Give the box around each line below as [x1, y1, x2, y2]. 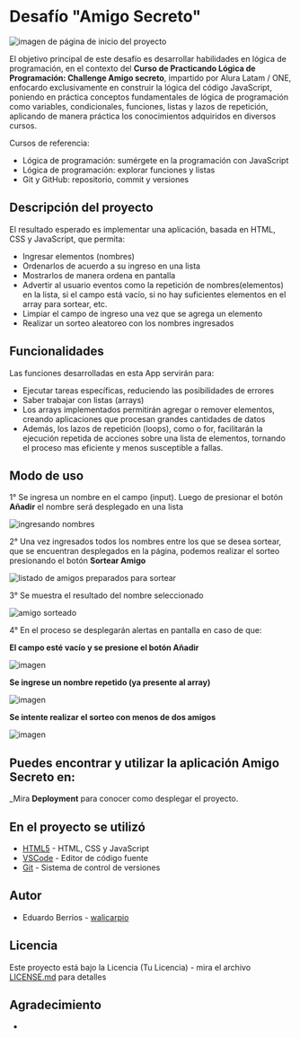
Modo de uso [9, 468, 84, 483]
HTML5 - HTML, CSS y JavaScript [22, 843, 150, 854]
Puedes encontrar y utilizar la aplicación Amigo [9, 755, 280, 770]
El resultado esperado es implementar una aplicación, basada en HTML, [9, 224, 276, 234]
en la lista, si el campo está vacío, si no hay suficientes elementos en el [22, 289, 287, 300]
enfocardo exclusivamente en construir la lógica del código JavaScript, [9, 82, 272, 92]
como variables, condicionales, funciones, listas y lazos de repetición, [9, 101, 269, 111]
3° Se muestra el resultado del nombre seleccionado [9, 590, 204, 601]
